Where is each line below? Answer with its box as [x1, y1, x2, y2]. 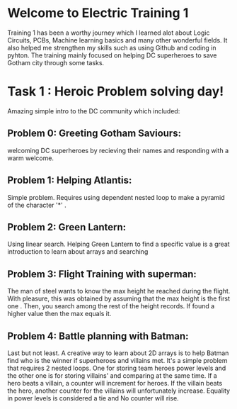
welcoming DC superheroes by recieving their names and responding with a [7, 146, 229, 155]
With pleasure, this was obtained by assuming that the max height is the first [7, 294, 231, 303]
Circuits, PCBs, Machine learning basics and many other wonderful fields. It [7, 35, 228, 44]
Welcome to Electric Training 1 [7, 5, 189, 21]
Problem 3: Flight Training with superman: [7, 268, 197, 280]
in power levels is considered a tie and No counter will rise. [7, 393, 179, 402]
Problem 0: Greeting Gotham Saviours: [7, 128, 182, 140]
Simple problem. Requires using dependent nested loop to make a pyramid [7, 193, 225, 201]
